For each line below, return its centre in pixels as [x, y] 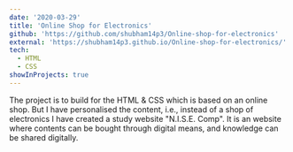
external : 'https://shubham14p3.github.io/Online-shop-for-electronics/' [148, 42]
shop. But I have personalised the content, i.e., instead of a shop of [131, 109]
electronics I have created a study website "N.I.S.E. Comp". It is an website [145, 118]
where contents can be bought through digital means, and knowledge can [144, 128]
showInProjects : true [49, 75]
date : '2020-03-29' [45, 17]
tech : [19, 50]
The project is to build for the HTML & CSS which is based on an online [139, 100]
